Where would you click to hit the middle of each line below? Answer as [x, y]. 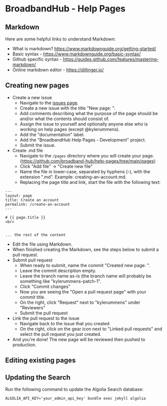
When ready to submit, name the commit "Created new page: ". [85, 265]
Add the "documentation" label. [52, 135]
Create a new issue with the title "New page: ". [68, 108]
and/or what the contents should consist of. [65, 119]
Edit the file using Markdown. [42, 244]
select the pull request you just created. [61, 334]
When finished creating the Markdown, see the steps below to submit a [85, 249]
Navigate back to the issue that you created [65, 323]
